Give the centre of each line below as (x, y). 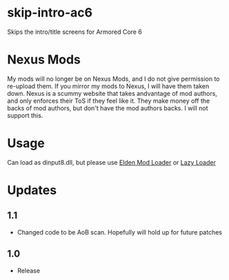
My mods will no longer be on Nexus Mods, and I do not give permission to (113, 79)
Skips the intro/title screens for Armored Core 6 (75, 32)
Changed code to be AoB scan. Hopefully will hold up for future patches (120, 232)
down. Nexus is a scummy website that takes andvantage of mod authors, (112, 93)
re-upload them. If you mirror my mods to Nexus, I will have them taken (108, 86)
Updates (32, 190)
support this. (25, 115)
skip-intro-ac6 (50, 13)
